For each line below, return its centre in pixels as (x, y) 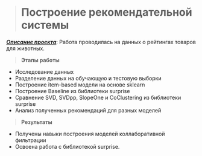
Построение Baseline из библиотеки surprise (72, 91)
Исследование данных (44, 71)
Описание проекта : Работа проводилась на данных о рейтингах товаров (101, 42)
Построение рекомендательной (106, 12)
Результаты (36, 122)
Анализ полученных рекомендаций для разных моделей (88, 110)
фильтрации (30, 140)
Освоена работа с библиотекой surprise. (67, 146)
